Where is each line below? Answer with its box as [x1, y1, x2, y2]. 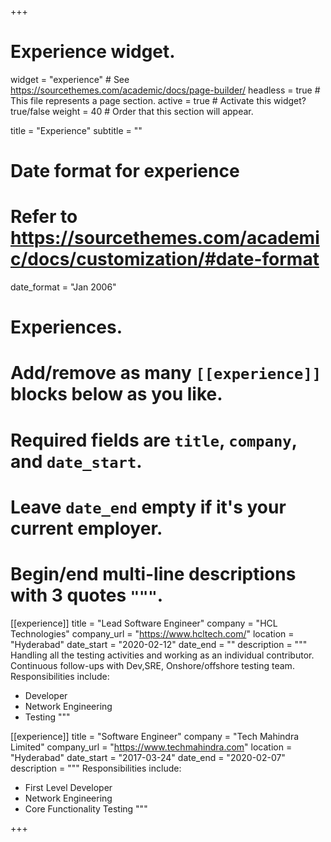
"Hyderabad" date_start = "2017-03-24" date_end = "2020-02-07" [10, 751, 286, 763]
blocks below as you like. [10, 383, 223, 406]
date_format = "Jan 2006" [10, 281, 117, 293]
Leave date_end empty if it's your [10, 496, 287, 518]
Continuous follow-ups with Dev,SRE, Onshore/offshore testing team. [10, 659, 295, 671]
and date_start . [10, 450, 143, 473]
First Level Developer [24, 781, 113, 793]
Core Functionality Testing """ [24, 802, 148, 815]
